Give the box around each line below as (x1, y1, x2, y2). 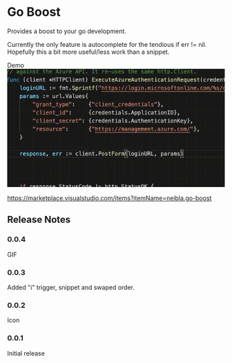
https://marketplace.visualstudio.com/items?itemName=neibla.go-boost (7, 194, 212, 202)
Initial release (7, 349, 45, 357)
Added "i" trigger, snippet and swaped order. (7, 283, 135, 291)
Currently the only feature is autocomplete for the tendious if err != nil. (7, 40, 207, 48)
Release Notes (7, 214, 71, 226)
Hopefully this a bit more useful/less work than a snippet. (7, 48, 170, 56)
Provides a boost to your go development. (7, 27, 126, 35)
